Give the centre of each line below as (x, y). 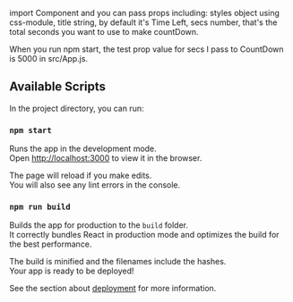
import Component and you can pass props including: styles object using (145, 13)
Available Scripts (57, 87)
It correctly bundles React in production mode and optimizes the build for (144, 235)
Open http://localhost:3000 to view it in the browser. (106, 158)
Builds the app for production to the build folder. (99, 225)
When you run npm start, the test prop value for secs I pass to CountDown (146, 49)
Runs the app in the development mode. (83, 149)
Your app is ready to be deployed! (72, 271)
